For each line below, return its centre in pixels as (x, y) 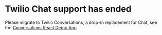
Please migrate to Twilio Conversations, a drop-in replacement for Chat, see (81, 22)
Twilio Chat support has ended (68, 9)
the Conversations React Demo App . (42, 27)
